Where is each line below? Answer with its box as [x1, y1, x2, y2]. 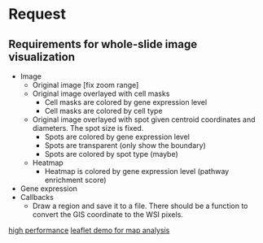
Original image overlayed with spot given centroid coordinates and [32, 115, 256, 124]
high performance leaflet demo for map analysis [8, 225, 170, 235]
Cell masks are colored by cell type [44, 106, 163, 115]
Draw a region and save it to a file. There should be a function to [32, 201, 248, 210]
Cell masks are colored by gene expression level [44, 98, 208, 106]
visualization [8, 50, 76, 63]
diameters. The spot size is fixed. [32, 124, 144, 132]
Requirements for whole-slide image [8, 37, 198, 51]
